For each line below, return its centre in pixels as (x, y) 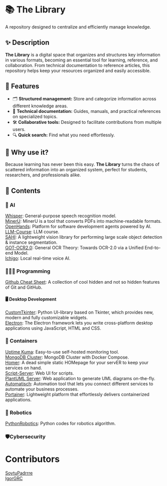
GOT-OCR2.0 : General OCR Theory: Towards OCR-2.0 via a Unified (74, 248)
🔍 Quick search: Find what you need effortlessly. (63, 135)
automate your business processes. (42, 389)
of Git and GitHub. (24, 287)
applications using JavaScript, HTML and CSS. (53, 328)
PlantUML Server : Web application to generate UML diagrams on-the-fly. (80, 378)
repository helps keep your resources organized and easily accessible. (78, 70)
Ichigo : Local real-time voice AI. (38, 258)
